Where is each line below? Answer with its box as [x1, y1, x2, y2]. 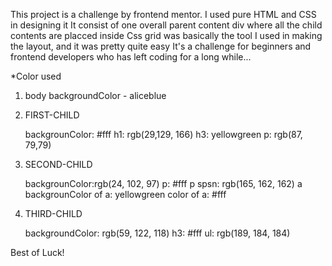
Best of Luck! [10, 247, 65, 258]
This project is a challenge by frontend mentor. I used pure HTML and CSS [10, 9, 317, 20]
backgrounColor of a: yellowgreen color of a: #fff [24, 189, 227, 200]
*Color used [10, 70, 62, 82]
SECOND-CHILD [24, 159, 93, 170]
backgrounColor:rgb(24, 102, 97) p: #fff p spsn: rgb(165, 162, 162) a [24, 178, 303, 189]
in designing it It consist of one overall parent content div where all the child [10, 19, 323, 31]
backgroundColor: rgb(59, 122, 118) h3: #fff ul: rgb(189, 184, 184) [24, 227, 291, 239]
